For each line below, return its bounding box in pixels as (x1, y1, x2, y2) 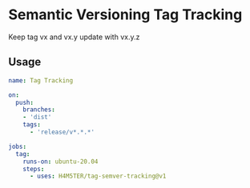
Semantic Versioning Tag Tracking (8, 6, 243, 24)
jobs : (8, 142, 26, 150)
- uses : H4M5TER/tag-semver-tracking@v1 (29, 172, 167, 181)
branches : (22, 106, 56, 114)
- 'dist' (22, 114, 52, 122)
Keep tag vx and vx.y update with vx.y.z (8, 32, 140, 42)
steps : (22, 165, 45, 173)
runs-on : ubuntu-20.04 (22, 158, 99, 166)
